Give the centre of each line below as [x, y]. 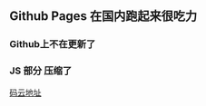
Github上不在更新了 [53, 44]
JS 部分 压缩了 [41, 71]
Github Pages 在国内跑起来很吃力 [103, 16]
